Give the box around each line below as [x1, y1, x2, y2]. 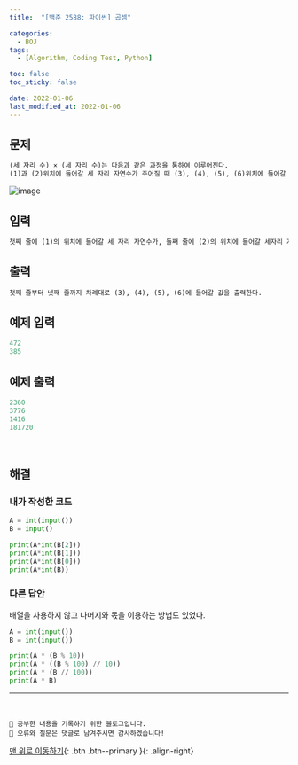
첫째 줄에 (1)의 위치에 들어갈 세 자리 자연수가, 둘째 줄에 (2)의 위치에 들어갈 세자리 [9, 238, 284, 246]
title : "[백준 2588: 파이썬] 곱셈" [9, 12, 131, 22]
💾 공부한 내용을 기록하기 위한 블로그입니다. [9, 719, 147, 728]
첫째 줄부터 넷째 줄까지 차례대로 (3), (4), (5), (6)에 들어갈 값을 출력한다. [9, 288, 263, 297]
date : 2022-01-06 [9, 94, 74, 103]
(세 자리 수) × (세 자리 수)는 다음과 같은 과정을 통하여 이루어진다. [9, 161, 229, 170]
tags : [9, 45, 29, 54]
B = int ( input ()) [9, 636, 74, 644]
